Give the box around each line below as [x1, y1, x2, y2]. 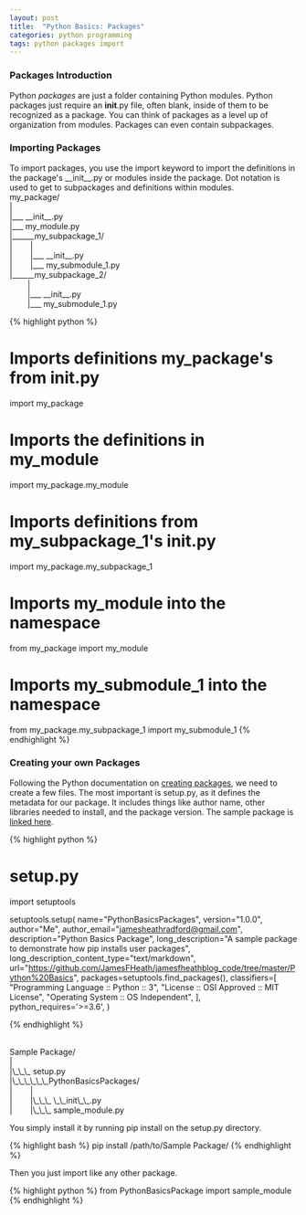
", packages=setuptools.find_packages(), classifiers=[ [72, 972, 277, 983]
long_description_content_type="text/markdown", [9, 952, 196, 964]
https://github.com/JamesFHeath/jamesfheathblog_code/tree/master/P [27, 962, 296, 973]
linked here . [9, 816, 54, 827]
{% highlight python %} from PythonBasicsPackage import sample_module [9, 1185, 292, 1196]
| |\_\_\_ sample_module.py [9, 1104, 125, 1115]
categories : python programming [9, 30, 132, 39]
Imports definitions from [9, 511, 199, 532]
